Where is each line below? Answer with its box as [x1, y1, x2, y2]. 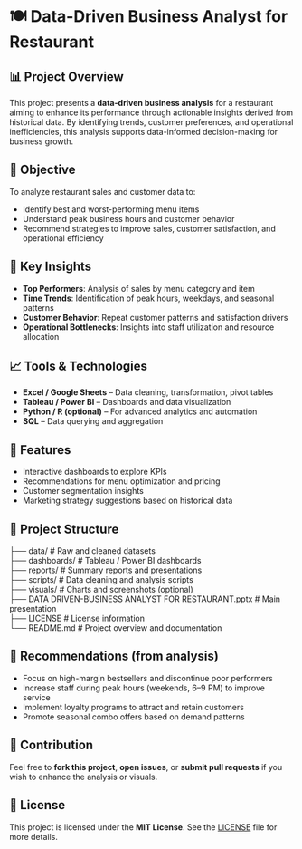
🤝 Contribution [9, 738, 93, 753]
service [22, 691, 52, 702]
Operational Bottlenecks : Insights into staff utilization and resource [22, 322, 275, 333]
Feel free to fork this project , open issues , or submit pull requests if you [9, 761, 283, 772]
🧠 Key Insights [9, 259, 92, 275]
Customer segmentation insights [22, 486, 145, 497]
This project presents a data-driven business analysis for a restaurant [9, 98, 274, 108]
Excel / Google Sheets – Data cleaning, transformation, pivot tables [22, 387, 274, 398]
